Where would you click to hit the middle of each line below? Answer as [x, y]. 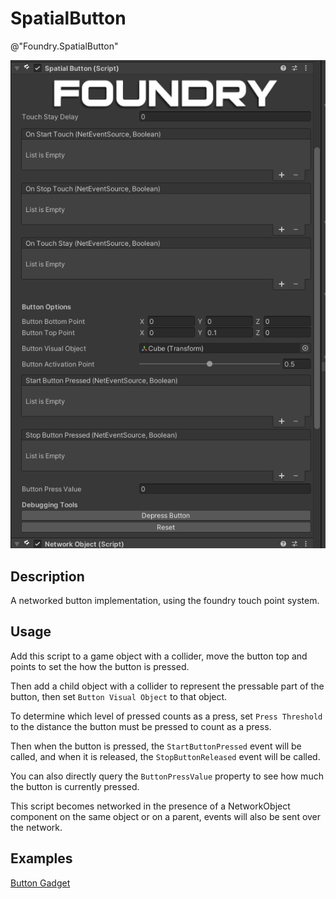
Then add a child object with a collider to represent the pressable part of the [167, 686]
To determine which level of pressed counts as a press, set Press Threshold [166, 716]
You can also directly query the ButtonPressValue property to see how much [167, 776]
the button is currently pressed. [75, 786]
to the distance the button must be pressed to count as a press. [141, 726]
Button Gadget [40, 883]
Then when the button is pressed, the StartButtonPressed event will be [156, 746]
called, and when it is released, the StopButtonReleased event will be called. [165, 756]
